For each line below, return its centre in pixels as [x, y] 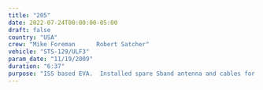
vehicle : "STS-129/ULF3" [49, 52]
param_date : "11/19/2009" [50, 59]
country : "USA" [33, 37]
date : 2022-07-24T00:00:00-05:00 [63, 23]
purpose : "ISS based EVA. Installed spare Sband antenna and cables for [132, 74]
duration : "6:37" [37, 67]
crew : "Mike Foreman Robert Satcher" [79, 45]
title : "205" [30, 15]
